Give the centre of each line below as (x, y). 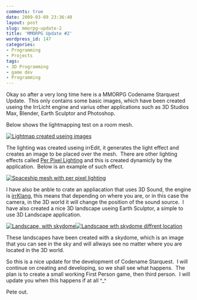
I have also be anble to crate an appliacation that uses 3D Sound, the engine (99, 189)
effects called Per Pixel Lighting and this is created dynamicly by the (89, 160)
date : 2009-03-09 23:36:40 (39, 17)
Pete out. (17, 292)
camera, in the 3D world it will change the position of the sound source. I (95, 202)
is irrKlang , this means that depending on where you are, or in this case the (97, 196)
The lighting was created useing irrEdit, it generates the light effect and (93, 148)
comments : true (25, 12)
